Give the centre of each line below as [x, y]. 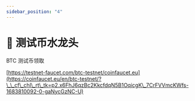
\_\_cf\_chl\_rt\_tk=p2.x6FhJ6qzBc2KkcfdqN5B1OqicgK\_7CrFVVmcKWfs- [97, 85]
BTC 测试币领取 [25, 61]
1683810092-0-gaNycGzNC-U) [45, 91]
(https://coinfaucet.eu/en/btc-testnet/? [54, 78]
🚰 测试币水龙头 [42, 43]
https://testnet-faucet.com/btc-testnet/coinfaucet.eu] [74, 72]
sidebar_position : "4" [34, 12]
